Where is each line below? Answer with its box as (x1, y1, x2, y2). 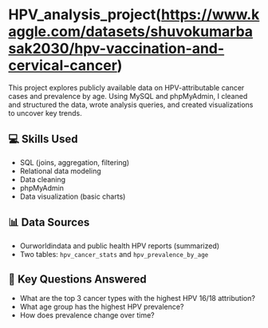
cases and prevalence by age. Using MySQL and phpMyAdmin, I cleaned (8, 91, 248, 101)
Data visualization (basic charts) (19, 192, 126, 201)
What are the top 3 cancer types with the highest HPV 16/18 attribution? (19, 294, 255, 303)
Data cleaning (19, 174, 66, 184)
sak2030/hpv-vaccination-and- (8, 40, 225, 57)
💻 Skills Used (8, 132, 78, 146)
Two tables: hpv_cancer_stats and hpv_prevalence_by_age (19, 249, 209, 259)
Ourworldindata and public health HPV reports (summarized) (19, 241, 220, 251)
